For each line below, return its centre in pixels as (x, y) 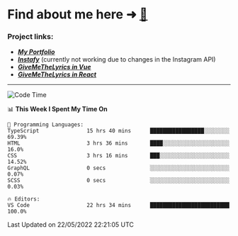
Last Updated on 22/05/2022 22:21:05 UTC (71, 225)
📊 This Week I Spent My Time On (57, 109)
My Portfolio (36, 52)
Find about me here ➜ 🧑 (78, 15)
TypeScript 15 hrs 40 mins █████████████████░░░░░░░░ (119, 131)
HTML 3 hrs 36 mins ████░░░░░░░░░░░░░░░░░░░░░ (119, 144)
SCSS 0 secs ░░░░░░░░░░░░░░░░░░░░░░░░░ (119, 181)
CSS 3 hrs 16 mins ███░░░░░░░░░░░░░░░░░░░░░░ (119, 156)
